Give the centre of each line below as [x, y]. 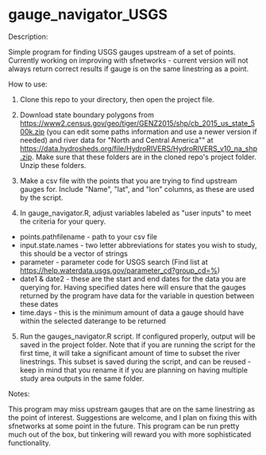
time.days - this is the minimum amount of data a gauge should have [132, 312]
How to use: [28, 84]
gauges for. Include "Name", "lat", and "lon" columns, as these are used [137, 189]
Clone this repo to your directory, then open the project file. [117, 99]
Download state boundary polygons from [87, 115]
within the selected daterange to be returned [93, 321]
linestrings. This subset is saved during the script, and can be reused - [135, 361]
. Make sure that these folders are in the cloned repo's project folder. [144, 157]
